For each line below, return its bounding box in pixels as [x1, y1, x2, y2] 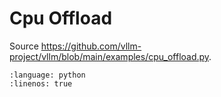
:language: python [9, 70, 86, 80]
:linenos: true [9, 78, 73, 89]
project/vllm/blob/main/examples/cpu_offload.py [9, 50, 210, 62]
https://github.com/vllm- [40, 40, 142, 52]
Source [9, 40, 39, 52]
